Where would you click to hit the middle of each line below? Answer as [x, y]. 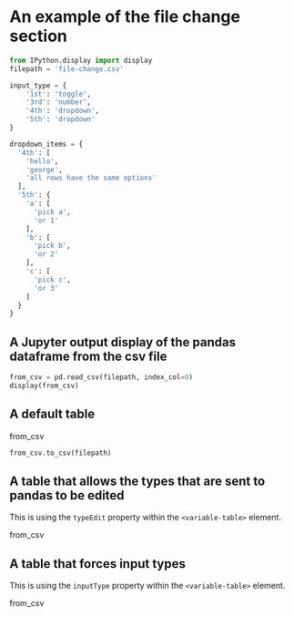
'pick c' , [52, 280]
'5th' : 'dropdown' [61, 119]
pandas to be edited [67, 495]
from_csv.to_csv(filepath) [61, 453]
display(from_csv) [44, 386]
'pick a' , [52, 211]
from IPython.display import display [81, 60]
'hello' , [42, 161]
